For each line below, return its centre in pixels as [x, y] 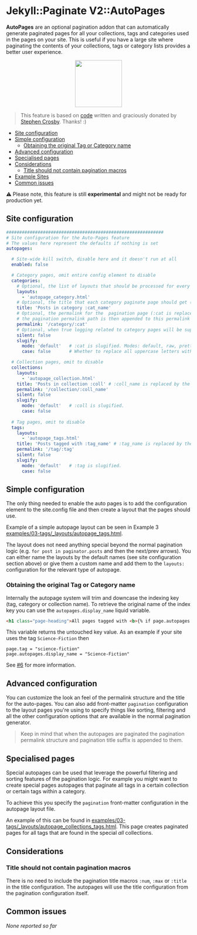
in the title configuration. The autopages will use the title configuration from [97, 887]
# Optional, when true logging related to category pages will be [99, 329]
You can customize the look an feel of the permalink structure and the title [95, 698]
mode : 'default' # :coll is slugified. [73, 406]
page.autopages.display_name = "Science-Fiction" [68, 654]
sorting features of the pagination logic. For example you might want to [92, 779]
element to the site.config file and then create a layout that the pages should [98, 510]
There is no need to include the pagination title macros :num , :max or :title [96, 880]
